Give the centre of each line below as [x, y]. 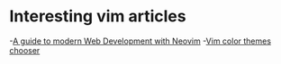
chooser [25, 50]
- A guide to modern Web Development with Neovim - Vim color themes [140, 41]
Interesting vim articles [98, 16]
